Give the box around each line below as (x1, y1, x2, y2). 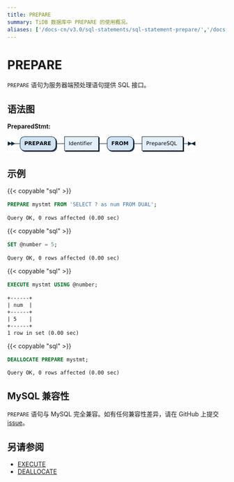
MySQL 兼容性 (7, 390, 70, 402)
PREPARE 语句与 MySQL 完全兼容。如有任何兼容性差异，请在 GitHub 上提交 (7, 410, 219, 419)
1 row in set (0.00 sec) (7, 329, 79, 336)
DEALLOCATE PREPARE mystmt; (7, 356, 89, 363)
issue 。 (7, 419, 29, 427)
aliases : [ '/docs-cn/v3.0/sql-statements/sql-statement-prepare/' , (7, 26, 208, 33)
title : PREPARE (7, 11, 52, 18)
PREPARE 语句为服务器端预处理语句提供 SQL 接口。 (7, 81, 150, 89)
